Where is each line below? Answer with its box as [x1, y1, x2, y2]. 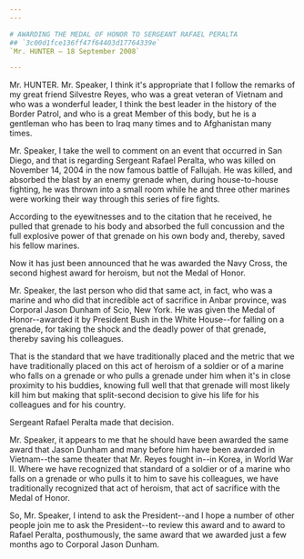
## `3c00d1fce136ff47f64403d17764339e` [9, 38, 161, 47]
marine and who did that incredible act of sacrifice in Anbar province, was [9, 294, 287, 305]
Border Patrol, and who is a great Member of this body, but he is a [9, 108, 257, 119]
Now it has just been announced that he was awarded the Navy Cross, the [9, 258, 289, 269]
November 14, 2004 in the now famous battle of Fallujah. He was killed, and [9, 165, 293, 175]
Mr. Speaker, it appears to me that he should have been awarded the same [9, 434, 289, 445]
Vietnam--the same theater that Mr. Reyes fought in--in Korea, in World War [9, 454, 294, 464]
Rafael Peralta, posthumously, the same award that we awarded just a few [9, 529, 287, 541]
